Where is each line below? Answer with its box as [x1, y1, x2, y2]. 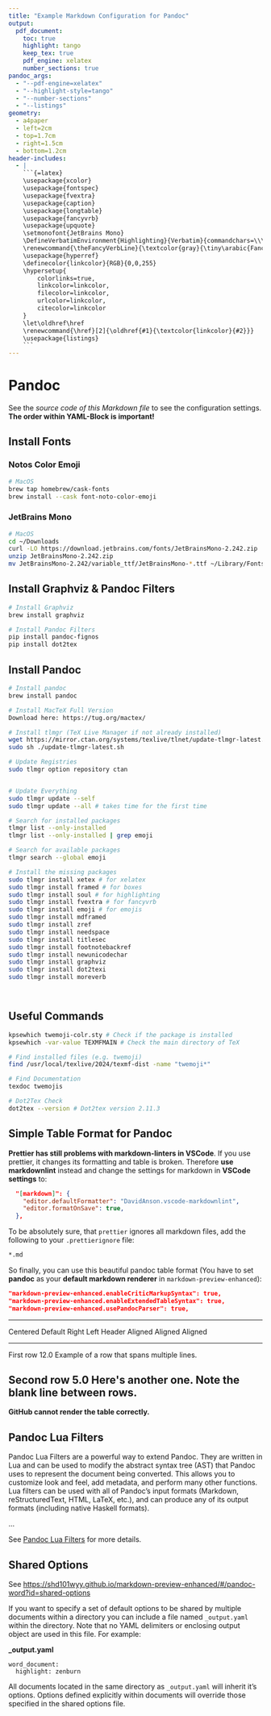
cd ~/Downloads [8, 537, 60, 545]
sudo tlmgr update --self [8, 794, 95, 802]
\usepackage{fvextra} [23, 191, 95, 200]
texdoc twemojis [8, 1082, 63, 1091]
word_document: [8, 1660, 60, 1669]
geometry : [8, 110, 42, 118]
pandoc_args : [8, 72, 52, 80]
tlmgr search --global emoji [8, 854, 106, 862]
